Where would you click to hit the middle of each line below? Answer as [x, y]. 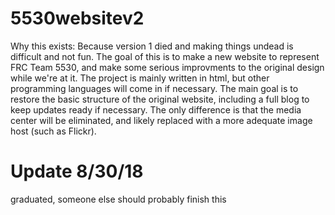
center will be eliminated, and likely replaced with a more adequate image [161, 120]
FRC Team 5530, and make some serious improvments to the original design [167, 67]
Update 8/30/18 [77, 171]
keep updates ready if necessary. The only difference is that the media [156, 109]
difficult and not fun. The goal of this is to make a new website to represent [165, 56]
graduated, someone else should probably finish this [118, 199]
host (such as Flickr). [53, 131]
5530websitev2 [77, 18]
